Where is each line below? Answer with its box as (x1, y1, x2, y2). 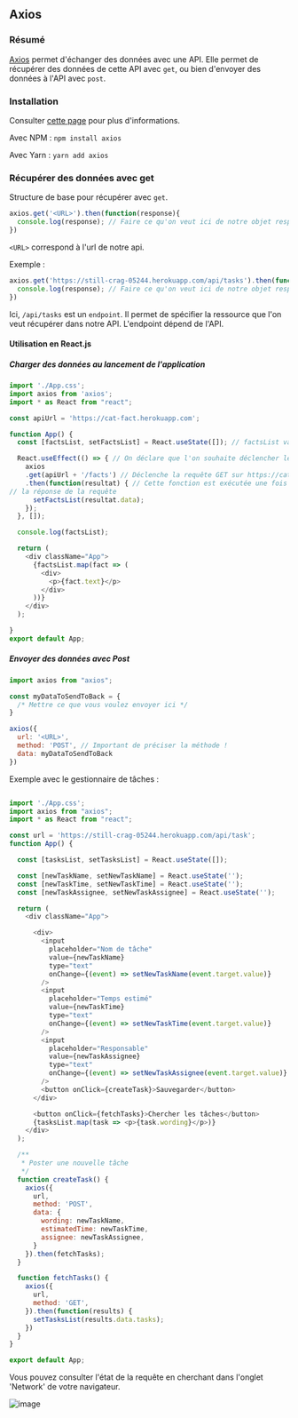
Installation (9, 95, 59, 108)
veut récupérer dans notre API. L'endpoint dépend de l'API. (9, 318, 224, 329)
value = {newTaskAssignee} (48, 1052, 141, 1061)
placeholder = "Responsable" (48, 1044, 149, 1053)
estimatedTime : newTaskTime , (41, 1225, 149, 1234)
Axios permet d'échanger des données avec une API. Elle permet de (9, 53, 259, 65)
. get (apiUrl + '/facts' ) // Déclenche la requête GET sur (25, 471, 244, 480)
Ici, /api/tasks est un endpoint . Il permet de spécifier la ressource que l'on (9, 308, 282, 319)
